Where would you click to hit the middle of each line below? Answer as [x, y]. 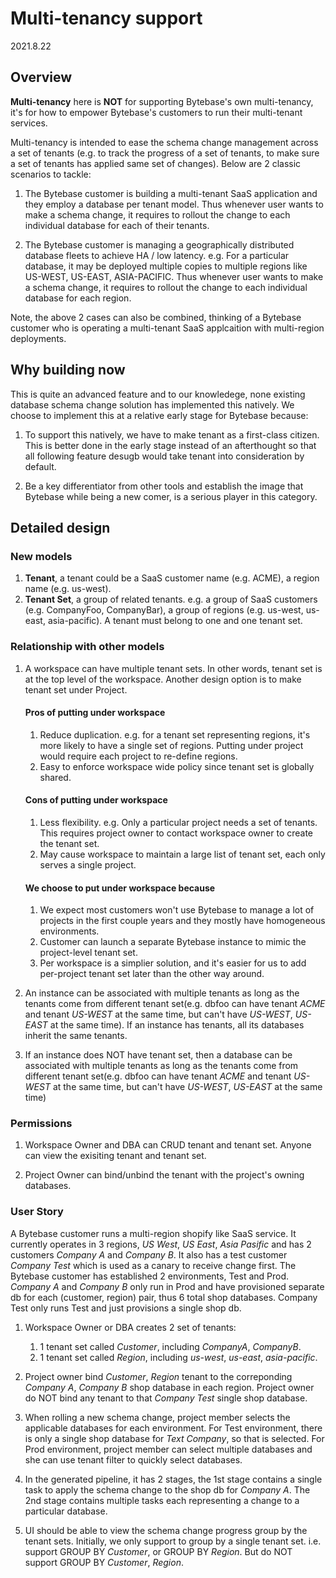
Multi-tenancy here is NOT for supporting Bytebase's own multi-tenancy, [162, 101]
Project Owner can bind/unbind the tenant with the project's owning [164, 1175]
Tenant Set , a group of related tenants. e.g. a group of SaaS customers [171, 599]
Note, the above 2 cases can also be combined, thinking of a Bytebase [156, 317]
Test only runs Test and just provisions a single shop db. [126, 1308]
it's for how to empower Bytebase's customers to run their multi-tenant [156, 112]
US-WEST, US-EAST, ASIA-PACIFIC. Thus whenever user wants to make [174, 276]
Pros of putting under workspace [95, 713]
